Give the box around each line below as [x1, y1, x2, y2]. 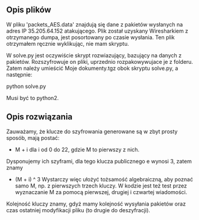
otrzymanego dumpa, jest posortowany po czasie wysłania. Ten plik [6, 33, 175, 41]
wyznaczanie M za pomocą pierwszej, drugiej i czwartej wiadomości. [14, 188, 188, 195]
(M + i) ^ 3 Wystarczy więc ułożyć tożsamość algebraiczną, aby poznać [14, 175, 194, 183]
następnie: [6, 71, 33, 78]
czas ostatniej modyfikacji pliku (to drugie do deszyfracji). [6, 206, 151, 213]
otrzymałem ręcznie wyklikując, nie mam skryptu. [6, 40, 130, 47]
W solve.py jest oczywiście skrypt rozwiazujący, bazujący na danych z [6, 51, 182, 59]
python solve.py [6, 83, 46, 90]
